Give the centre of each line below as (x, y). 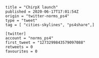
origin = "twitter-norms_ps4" (38, 16)
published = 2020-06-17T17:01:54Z (42, 12)
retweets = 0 (19, 47)
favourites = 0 (21, 51)
